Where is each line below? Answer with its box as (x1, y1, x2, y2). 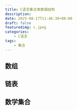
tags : (5, 39, 16, 43)
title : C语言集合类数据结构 (5, 7, 55, 12)
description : (5, 12, 31, 16)
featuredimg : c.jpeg (5, 25, 47, 30)
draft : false (5, 20, 31, 26)
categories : (5, 29, 29, 34)
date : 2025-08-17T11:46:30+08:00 (5, 16, 73, 21)
